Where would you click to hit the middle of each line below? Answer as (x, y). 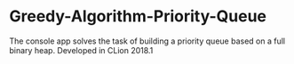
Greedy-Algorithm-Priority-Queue (138, 16)
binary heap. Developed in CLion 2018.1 (81, 50)
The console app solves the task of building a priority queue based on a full (147, 41)
